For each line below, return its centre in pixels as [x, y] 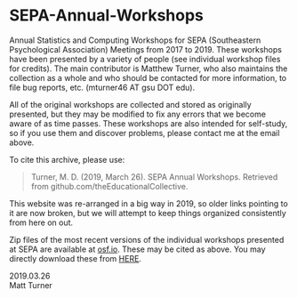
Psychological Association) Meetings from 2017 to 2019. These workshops [146, 49]
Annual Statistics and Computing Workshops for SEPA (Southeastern [135, 40]
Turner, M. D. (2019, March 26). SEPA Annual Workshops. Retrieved [154, 177]
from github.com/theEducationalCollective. [109, 186]
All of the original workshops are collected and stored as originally [130, 104]
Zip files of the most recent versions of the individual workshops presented [147, 239]
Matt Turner [31, 285]
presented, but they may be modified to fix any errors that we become [138, 114]
